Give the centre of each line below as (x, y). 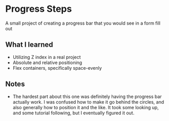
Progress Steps (39, 9)
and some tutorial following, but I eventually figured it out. (73, 113)
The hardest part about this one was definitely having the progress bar (87, 96)
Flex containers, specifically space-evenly (57, 68)
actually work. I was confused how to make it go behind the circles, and (88, 102)
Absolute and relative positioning (47, 63)
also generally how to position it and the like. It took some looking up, (86, 107)
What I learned (29, 45)
